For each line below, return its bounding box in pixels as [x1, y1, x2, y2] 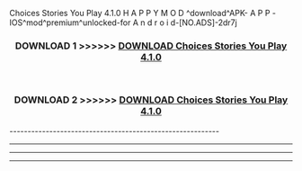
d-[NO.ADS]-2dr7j [170, 17, 238, 28]
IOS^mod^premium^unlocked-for [9, 17, 131, 28]
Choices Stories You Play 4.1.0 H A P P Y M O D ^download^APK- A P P [9, 8, 271, 18]
